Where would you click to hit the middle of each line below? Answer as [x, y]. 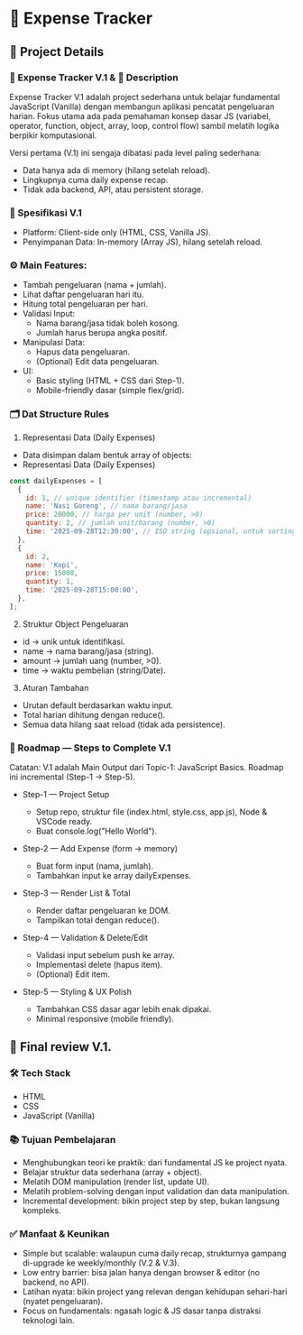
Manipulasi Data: [54, 343]
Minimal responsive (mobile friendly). [105, 1019]
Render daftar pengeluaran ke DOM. [103, 911]
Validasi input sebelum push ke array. [106, 955]
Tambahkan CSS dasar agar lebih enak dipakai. [124, 1009]
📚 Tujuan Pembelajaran [63, 1139]
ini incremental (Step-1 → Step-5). [73, 777]
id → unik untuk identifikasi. [73, 641]
